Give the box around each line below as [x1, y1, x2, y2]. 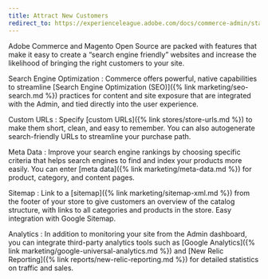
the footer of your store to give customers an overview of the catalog [8, 197, 235, 206]
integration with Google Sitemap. [8, 213, 116, 223]
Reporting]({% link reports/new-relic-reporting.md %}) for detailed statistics [8, 254, 259, 264]
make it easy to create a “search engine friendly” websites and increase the [8, 50, 257, 59]
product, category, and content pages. [8, 173, 136, 182]
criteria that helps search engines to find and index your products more [8, 155, 242, 165]
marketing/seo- [197, 82, 249, 92]
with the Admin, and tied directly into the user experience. [8, 99, 199, 109]
